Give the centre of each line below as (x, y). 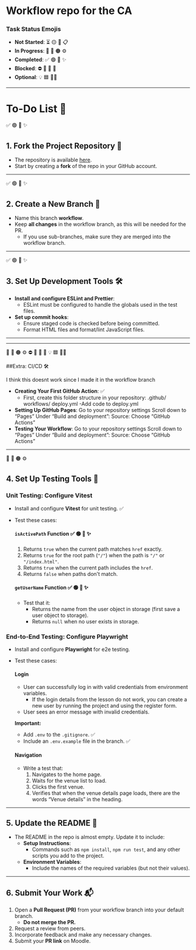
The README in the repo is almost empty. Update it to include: (90, 837)
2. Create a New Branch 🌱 (53, 204)
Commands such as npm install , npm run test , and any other (106, 849)
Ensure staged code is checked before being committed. (91, 323)
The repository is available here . (53, 160)
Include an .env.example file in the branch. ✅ (77, 741)
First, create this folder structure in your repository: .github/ (94, 397)
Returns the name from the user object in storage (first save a (106, 609)
